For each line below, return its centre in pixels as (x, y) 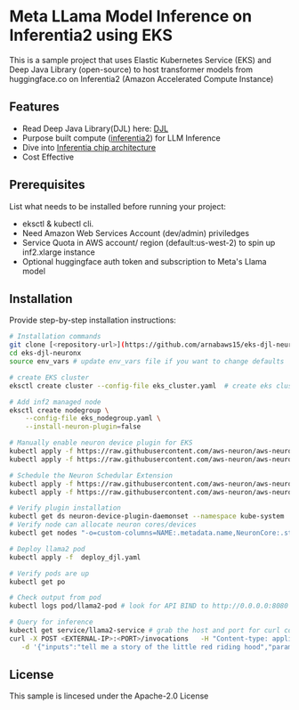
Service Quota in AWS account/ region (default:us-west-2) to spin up (149, 242)
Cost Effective (48, 157)
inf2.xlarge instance (58, 252)
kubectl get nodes (43, 533)
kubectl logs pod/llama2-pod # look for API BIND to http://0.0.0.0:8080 (149, 606)
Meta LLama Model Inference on (130, 16)
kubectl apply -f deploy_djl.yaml (75, 557)
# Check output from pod (55, 598)
